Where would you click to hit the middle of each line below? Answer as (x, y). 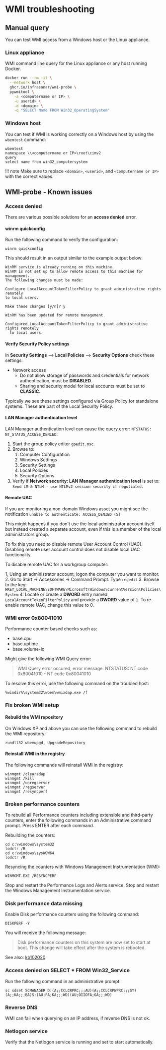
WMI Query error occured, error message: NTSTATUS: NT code (83, 669)
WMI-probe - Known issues (49, 192)
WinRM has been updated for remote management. (55, 315)
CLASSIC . (30, 391)
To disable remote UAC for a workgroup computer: (57, 564)
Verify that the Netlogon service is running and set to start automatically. (80, 1042)
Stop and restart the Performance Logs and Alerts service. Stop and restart (82, 885)
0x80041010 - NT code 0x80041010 (54, 674)
